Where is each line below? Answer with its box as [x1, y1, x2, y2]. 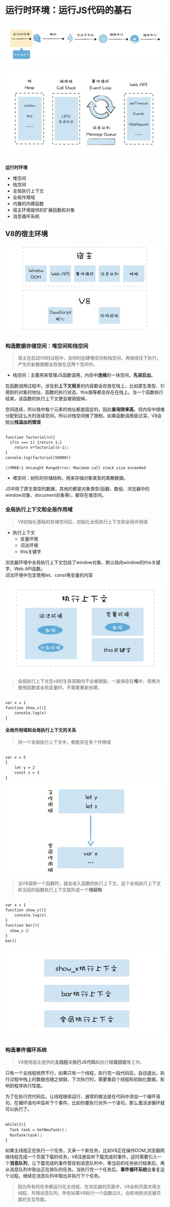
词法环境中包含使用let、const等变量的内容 [5, 572, 93, 578]
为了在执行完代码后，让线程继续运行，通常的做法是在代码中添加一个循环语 [5, 1093, 160, 1099]
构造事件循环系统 [5, 1046, 47, 1054]
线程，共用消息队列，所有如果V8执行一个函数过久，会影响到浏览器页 [17, 1190, 161, 1196]
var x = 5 [5, 755, 26, 760]
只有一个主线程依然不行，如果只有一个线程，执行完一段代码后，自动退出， [5, 1070, 160, 1076]
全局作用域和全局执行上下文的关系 [5, 727, 76, 733]
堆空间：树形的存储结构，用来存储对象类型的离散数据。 [12, 475, 128, 481]
